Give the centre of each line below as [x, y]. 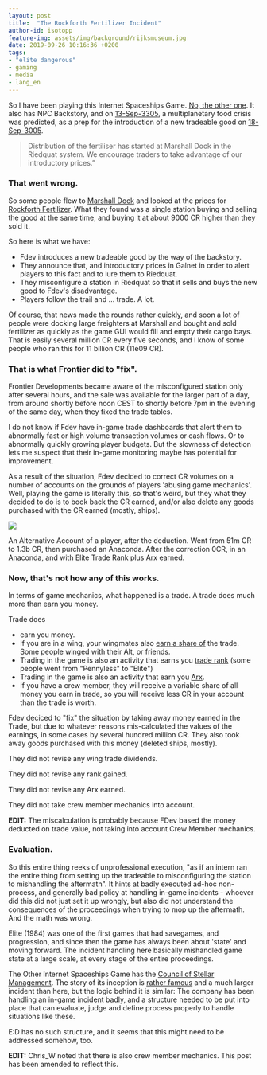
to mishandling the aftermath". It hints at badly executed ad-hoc [112, 884]
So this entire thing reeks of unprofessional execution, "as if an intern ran [128, 867]
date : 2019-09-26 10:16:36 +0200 [64, 45]
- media [21, 75]
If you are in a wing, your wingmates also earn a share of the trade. [130, 643]
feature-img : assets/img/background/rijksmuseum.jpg [97, 38]
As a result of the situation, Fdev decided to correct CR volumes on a [121, 477]
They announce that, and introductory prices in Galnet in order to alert [135, 265]
